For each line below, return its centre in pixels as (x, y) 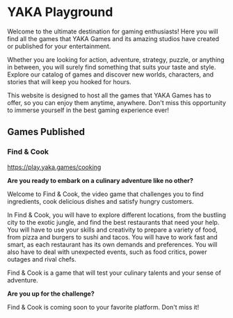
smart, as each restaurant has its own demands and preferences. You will (112, 244)
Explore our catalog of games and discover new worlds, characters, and (111, 74)
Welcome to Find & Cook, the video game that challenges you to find (105, 194)
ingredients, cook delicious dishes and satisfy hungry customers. (101, 201)
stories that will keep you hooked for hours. (69, 81)
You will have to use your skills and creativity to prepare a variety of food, (112, 230)
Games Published (46, 132)
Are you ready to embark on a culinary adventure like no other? (100, 180)
